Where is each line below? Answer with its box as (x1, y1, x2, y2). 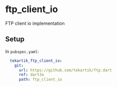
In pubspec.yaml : (5, 48, 39, 54)
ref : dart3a (18, 72, 44, 77)
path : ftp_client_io (18, 77, 62, 82)
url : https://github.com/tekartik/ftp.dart (18, 67, 112, 73)
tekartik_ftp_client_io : (10, 58, 62, 63)
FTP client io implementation (5, 20, 65, 26)
